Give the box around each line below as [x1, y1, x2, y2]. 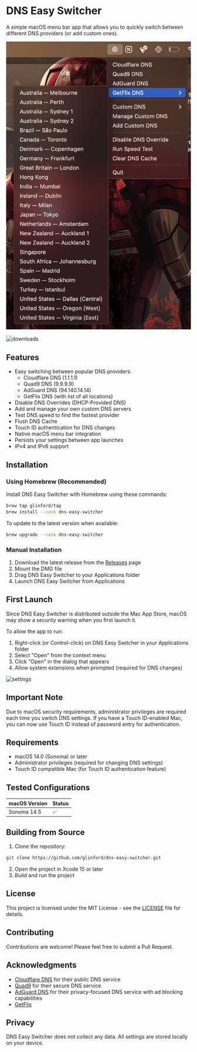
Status [52, 800, 69, 807]
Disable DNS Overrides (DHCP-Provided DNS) [14, 399, 126, 406]
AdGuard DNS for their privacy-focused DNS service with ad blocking [14, 988, 184, 995]
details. [6, 911, 24, 918]
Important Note [6, 692, 63, 702]
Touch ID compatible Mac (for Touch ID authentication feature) [14, 766, 167, 773]
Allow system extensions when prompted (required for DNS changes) [14, 664, 183, 671]
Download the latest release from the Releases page [14, 559, 141, 566]
